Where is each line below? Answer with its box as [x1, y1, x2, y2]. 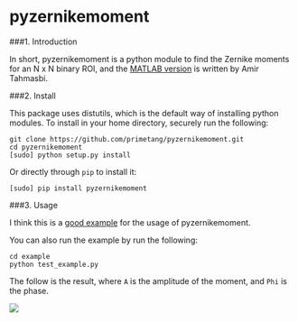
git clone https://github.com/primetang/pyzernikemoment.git [9, 134, 245, 143]
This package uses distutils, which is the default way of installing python [9, 107, 279, 118]
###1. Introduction [9, 36, 78, 47]
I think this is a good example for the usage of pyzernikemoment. [9, 216, 251, 227]
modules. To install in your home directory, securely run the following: [9, 117, 269, 128]
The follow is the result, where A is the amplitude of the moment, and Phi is [9, 275, 287, 286]
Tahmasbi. [9, 72, 48, 83]
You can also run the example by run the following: [9, 235, 199, 245]
